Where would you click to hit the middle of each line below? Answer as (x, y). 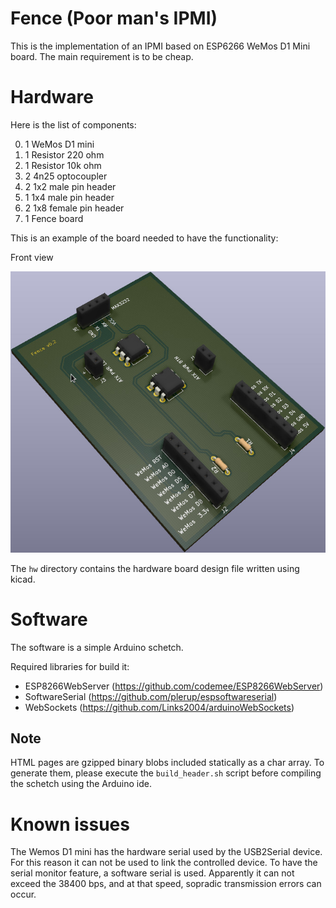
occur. (23, 894)
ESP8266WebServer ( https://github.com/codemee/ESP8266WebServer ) (174, 686)
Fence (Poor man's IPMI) (114, 18)
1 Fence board (54, 218)
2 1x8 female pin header (74, 208)
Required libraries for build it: (70, 666)
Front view (32, 257)
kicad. (23, 579)
